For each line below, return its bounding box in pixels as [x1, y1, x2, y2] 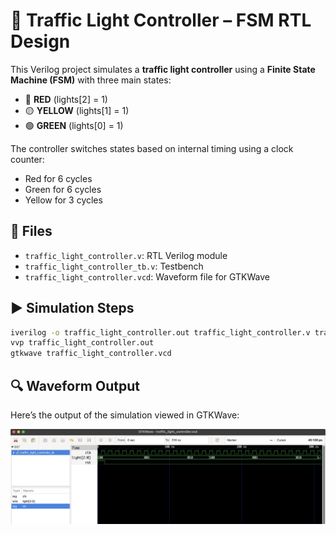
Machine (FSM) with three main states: [10, 74, 172, 86]
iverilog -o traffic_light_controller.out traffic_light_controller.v [10, 327, 311, 338]
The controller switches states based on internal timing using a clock [10, 142, 294, 154]
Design [10, 30, 71, 53]
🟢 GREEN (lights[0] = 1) [24, 119, 124, 131]
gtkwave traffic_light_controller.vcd [10, 349, 172, 359]
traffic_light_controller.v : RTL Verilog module [24, 249, 228, 261]
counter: [10, 153, 45, 165]
